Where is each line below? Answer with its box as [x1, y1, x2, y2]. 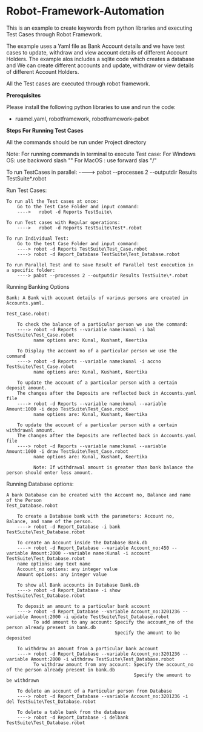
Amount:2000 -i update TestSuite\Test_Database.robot [30, 613, 170, 620]
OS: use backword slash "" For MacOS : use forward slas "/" [6, 156, 157, 164]
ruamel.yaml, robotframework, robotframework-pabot [15, 115, 150, 122]
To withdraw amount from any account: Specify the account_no [33, 661, 194, 667]
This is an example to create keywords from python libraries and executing [6, 24, 193, 31]
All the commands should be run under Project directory [6, 138, 147, 146]
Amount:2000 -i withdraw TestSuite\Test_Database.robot [30, 656, 175, 662]
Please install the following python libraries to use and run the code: [6, 103, 176, 110]
